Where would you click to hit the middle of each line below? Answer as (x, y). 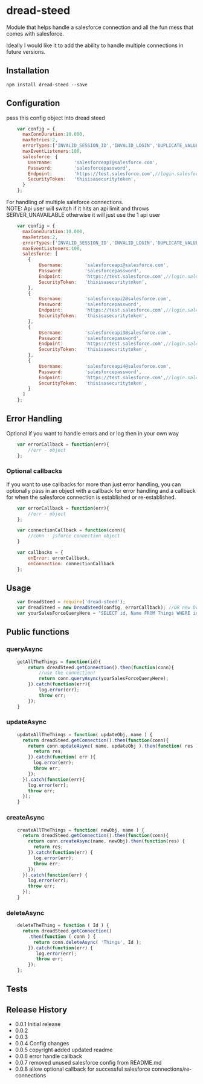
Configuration (33, 103)
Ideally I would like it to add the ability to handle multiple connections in (95, 45)
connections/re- (172, 1069)
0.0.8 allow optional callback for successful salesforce (83, 1069)
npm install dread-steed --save (47, 85)
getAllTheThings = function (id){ (59, 662)
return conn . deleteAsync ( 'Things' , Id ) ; (87, 942)
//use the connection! (67, 673)
